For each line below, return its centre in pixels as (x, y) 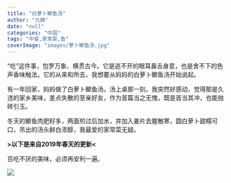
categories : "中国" (34, 33)
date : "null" (26, 26)
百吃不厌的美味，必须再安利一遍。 (55, 159)
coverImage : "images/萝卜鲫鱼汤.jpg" (58, 45)
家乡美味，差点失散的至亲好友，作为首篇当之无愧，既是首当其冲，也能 (118, 98)
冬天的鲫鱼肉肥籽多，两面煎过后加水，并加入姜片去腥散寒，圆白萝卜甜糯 (109, 121)
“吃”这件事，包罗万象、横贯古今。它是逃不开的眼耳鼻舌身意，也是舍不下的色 (115, 66)
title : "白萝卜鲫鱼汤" (36, 13)
